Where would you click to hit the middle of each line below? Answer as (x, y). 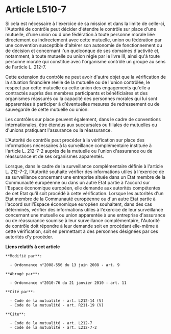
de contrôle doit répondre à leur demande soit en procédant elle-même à (82, 226)
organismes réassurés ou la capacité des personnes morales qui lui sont (81, 99)
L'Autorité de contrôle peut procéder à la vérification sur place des (75, 140)
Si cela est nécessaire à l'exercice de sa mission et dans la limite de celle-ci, (86, 23)
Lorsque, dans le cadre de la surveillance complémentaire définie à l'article (84, 166)
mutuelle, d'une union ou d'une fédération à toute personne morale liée (80, 34)
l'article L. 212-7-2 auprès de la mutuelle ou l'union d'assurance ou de (79, 151)
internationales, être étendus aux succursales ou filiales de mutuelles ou (81, 125)
